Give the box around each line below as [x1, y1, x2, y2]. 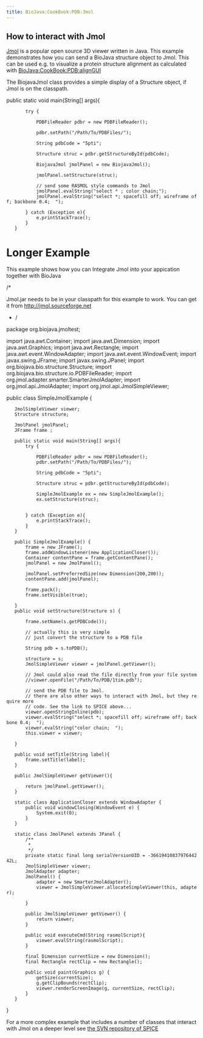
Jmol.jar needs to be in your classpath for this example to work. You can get [6, 296, 197, 303]
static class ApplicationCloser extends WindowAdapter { [14, 799, 162, 805]
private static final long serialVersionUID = [25, 853, 146, 859]
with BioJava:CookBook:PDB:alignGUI [6, 67, 101, 74]
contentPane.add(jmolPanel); [25, 576, 99, 582]
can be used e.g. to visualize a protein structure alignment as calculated [6, 60, 187, 67]
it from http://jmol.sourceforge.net [6, 302, 92, 310]
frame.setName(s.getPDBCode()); [25, 619, 108, 625]
